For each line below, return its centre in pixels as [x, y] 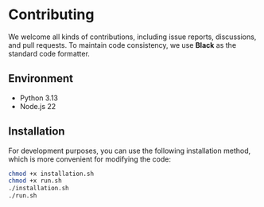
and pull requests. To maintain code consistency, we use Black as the [122, 45]
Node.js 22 [38, 106]
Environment [41, 78]
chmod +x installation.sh [51, 174]
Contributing [51, 15]
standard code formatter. [49, 53]
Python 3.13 [39, 98]
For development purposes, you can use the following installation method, [130, 150]
